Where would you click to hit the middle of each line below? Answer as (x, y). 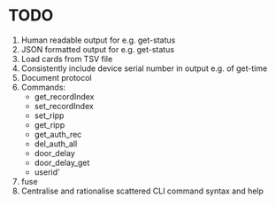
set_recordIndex (64, 106)
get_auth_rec (58, 134)
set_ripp (49, 115)
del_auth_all (56, 144)
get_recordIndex (64, 96)
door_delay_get (62, 162)
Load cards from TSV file (67, 59)
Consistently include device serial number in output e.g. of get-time (144, 68)
